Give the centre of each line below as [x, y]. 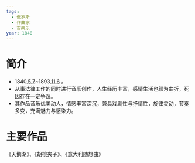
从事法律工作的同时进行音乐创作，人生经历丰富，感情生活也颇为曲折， [99, 89]
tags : [13, 11]
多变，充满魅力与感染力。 [45, 111]
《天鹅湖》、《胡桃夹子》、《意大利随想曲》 [55, 154]
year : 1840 [19, 33]
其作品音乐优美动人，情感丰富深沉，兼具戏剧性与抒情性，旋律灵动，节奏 [102, 104]
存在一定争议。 [38, 96]
